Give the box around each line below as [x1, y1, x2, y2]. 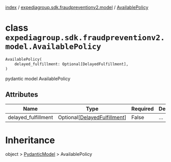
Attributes [5, 90, 38, 99]
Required [131, 105, 154, 113]
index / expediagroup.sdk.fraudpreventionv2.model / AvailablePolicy [5, 5, 149, 10]
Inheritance [5, 134, 55, 146]
